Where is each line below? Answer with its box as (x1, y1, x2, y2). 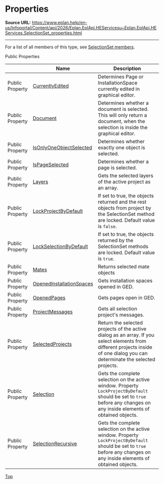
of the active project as (98, 178, 151, 185)
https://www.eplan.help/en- (31, 20, 88, 25)
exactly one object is (98, 144, 145, 151)
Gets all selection (98, 305, 138, 312)
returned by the (98, 237, 133, 244)
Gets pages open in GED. (98, 294, 155, 301)
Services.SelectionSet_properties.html (5, 30, 82, 36)
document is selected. (98, 105, 149, 112)
